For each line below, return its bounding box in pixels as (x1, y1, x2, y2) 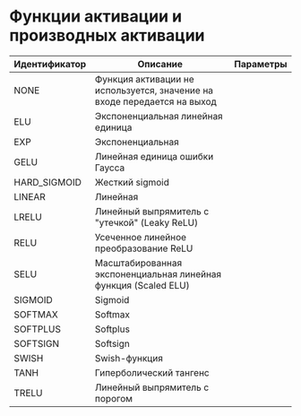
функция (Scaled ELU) (94, 279, 190, 291)
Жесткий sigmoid (94, 176, 170, 188)
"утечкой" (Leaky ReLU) (94, 216, 199, 229)
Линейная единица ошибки (94, 150, 214, 162)
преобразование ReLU (94, 242, 193, 255)
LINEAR (13, 190, 47, 203)
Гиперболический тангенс (94, 366, 210, 378)
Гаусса (94, 161, 125, 174)
